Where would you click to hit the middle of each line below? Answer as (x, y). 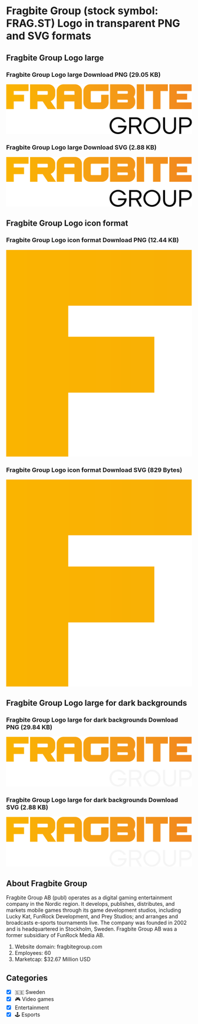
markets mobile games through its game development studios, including (94, 910)
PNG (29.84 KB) (29, 727)
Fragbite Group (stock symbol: (82, 11)
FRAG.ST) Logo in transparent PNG (93, 23)
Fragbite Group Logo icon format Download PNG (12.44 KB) (93, 240)
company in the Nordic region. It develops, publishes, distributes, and (90, 904)
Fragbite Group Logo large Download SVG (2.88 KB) (82, 147)
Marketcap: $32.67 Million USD (53, 959)
